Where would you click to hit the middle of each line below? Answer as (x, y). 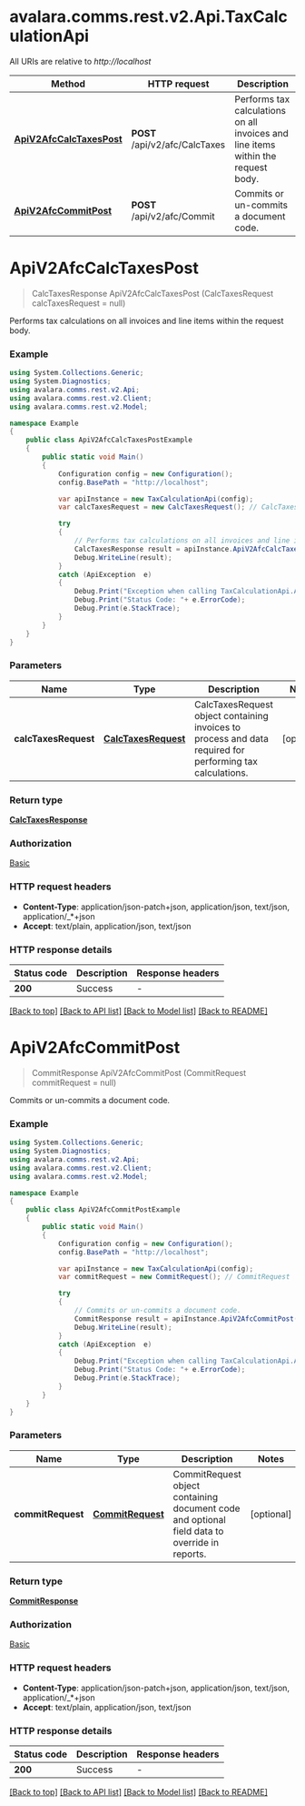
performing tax (226, 761)
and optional (200, 1519)
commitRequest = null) (74, 1082)
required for (219, 750)
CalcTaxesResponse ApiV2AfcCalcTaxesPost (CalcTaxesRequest (152, 293)
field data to (198, 1531)
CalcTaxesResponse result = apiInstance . (153, 549)
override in (196, 1542)
